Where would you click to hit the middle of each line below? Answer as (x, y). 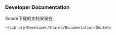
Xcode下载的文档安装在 (29, 18)
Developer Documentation (38, 7)
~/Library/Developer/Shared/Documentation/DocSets (58, 28)
